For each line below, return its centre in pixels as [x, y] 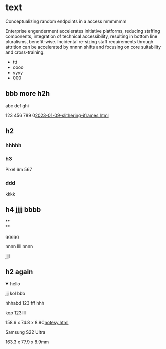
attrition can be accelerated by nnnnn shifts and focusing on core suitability [83, 47]
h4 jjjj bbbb [23, 210]
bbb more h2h [28, 94]
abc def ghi [17, 106]
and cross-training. [25, 52]
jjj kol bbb [15, 294]
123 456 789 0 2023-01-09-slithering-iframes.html [57, 115]
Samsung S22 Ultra [25, 332]
